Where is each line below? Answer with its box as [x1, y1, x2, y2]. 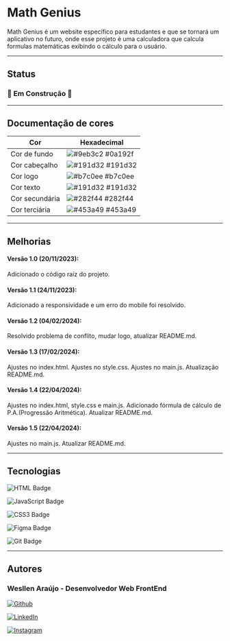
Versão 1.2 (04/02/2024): [7, 317, 82, 325]
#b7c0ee [105, 171, 135, 181]
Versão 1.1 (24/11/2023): [7, 286, 77, 294]
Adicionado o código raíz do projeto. [7, 270, 110, 278]
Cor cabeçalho [10, 160, 58, 170]
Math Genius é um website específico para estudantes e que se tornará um [7, 27, 219, 36]
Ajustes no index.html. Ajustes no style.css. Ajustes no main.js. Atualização [7, 363, 219, 371]
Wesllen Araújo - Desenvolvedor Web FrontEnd [7, 584, 167, 594]
